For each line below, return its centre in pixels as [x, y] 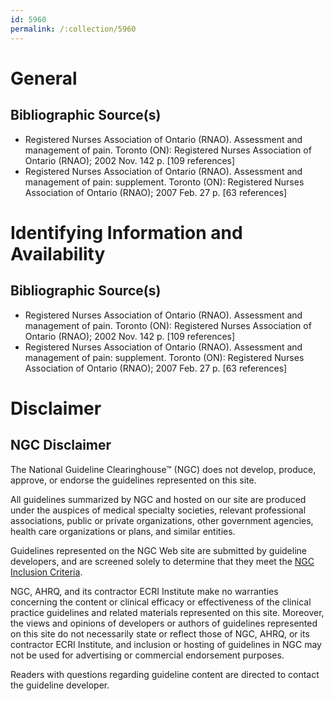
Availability [58, 253]
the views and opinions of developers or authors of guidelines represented [164, 623]
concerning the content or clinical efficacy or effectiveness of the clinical [161, 602]
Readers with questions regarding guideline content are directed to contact [165, 674]
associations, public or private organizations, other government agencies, [162, 520]
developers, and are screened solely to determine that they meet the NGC [162, 561]
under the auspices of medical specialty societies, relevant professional [158, 510]
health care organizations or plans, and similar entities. [123, 531]
